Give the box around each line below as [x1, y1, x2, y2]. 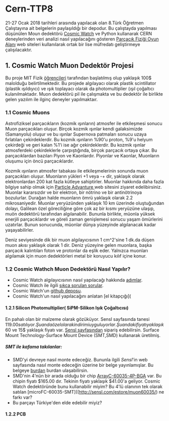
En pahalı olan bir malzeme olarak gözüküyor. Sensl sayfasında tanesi [5, 316, 150, 322]
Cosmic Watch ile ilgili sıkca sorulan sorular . [12, 282, 104, 288]
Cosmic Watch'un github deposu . [12, 288, 82, 294]
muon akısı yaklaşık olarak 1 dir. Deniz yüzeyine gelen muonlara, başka [5, 242, 152, 248]
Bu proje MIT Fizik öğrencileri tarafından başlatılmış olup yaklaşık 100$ [5, 74, 152, 81]
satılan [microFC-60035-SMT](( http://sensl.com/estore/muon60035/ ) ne [12, 389, 164, 395]
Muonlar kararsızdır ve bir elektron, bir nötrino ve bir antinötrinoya [5, 189, 142, 195]
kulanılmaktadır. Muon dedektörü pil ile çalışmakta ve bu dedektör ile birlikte [5, 91, 163, 97]
